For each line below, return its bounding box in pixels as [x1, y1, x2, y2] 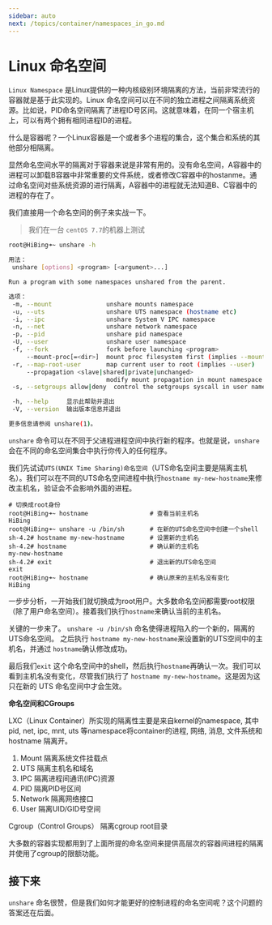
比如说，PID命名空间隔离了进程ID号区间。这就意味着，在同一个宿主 [22, 105, 247, 115]
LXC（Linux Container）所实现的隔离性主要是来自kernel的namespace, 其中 [8, 715, 259, 726]
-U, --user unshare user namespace [11, 338, 186, 346]
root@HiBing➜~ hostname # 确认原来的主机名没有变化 [8, 573, 230, 582]
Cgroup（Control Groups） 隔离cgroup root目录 [8, 820, 168, 831]
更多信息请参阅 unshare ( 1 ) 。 [8, 420, 97, 428]
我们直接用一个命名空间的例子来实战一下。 [8, 208, 151, 217]
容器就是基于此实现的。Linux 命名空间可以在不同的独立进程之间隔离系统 [8, 95, 249, 105]
